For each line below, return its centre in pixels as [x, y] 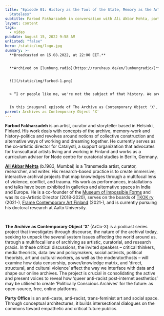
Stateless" [20, 14]
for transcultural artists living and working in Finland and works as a [73, 151]
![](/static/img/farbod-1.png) [41, 81]
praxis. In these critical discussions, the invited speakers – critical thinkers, [80, 247]
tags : [10, 28]
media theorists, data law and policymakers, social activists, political [74, 252]
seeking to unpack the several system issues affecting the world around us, [81, 237]
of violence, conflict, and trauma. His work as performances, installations [79, 181]
